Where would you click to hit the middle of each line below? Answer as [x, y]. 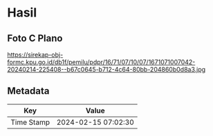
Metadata [28, 91]
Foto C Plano [35, 38]
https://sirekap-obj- [35, 55]
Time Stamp [30, 122]
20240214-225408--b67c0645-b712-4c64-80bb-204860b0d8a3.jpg [106, 69]
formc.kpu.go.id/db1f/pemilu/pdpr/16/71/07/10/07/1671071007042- [101, 62]
